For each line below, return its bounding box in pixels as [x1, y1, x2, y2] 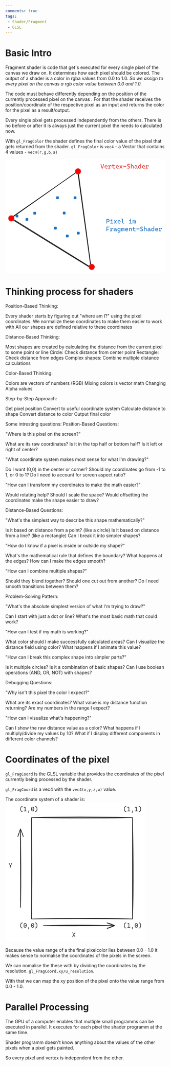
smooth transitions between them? [5, 583, 78, 590]
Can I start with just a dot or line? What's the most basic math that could [5, 613, 157, 619]
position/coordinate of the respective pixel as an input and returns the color [5, 102, 165, 108]
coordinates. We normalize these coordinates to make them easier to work [5, 318, 162, 325]
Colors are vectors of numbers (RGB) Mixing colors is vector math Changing [5, 380, 166, 386]
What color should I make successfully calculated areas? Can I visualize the [5, 638, 165, 645]
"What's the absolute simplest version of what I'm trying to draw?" [5, 603, 145, 610]
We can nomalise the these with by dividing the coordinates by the [5, 963, 146, 969]
